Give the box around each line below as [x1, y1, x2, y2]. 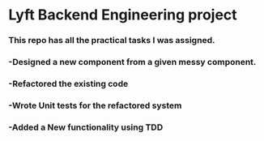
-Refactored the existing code [8, 78, 129, 89]
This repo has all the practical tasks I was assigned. [8, 35, 215, 46]
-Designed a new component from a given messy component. [8, 57, 257, 68]
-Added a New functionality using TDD [8, 122, 164, 133]
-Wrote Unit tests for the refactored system [8, 100, 182, 111]
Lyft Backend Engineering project [8, 6, 237, 24]
